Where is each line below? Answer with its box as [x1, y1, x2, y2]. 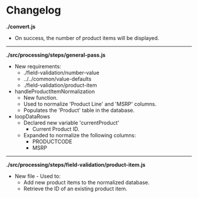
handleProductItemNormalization [14, 88, 95, 95]
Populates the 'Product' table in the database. [23, 107, 135, 114]
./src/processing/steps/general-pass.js [6, 51, 106, 58]
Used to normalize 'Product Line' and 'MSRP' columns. [23, 100, 157, 107]
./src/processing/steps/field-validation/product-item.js [6, 161, 146, 168]
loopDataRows [14, 113, 50, 120]
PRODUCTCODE [32, 138, 72, 145]
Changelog [6, 4, 61, 17]
